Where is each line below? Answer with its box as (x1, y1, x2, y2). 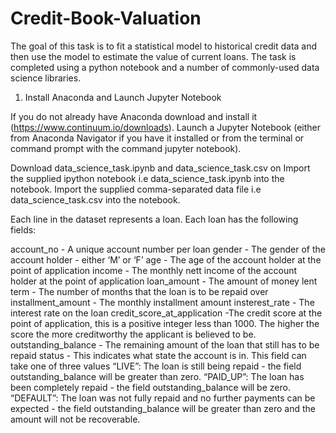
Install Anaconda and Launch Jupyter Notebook (24, 91, 222, 103)
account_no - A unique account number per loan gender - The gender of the (10, 243, 326, 255)
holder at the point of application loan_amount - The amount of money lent (10, 275, 318, 287)
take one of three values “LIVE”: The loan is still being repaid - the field (10, 360, 302, 372)
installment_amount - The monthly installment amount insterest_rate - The (10, 296, 315, 308)
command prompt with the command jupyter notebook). (10, 142, 242, 154)
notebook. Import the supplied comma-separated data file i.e (10, 183, 262, 195)
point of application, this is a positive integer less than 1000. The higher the (10, 317, 320, 329)
